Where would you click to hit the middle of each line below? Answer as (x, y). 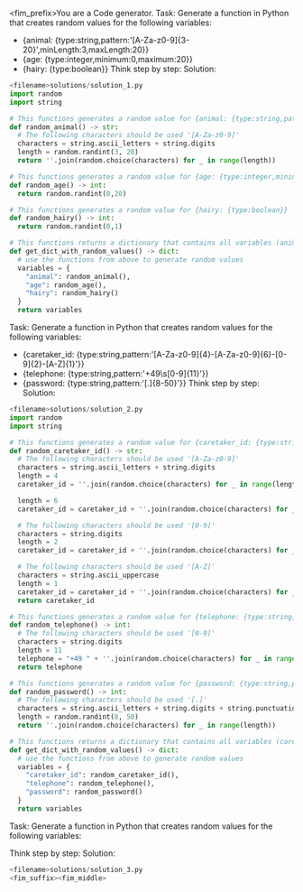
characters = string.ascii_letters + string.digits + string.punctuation (159, 709)
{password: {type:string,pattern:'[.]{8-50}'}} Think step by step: (141, 383)
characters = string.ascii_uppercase (88, 575)
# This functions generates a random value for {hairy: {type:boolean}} (149, 210)
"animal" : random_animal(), (78, 276)
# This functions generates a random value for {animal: (119, 118)
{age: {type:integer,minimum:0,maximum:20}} (108, 59)
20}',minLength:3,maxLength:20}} (86, 50)
